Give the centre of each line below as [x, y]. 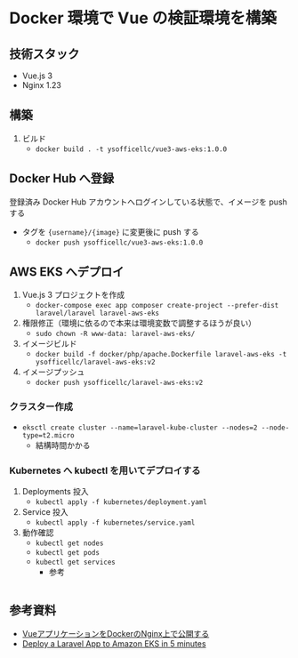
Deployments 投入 [55, 492]
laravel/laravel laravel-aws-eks [97, 313]
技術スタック [44, 54]
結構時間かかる [63, 445]
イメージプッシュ [53, 372]
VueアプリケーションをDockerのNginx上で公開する [116, 633]
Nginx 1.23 [42, 85]
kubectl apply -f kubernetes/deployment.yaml [121, 502]
